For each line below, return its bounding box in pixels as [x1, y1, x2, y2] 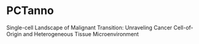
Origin [6, 30, 22, 37]
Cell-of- [173, 24, 194, 31]
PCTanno [6, 4, 54, 18]
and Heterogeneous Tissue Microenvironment [23, 30, 139, 37]
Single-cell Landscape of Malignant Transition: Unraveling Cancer [6, 24, 173, 31]
